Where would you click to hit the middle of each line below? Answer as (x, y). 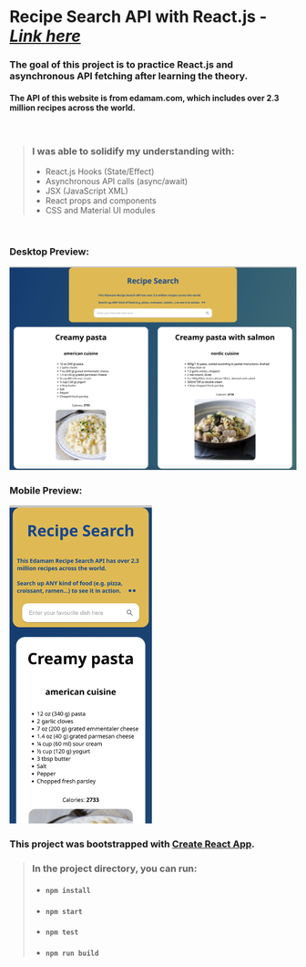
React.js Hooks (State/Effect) (100, 172)
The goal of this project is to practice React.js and (122, 65)
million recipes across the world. (72, 108)
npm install (68, 891)
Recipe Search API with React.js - (138, 17)
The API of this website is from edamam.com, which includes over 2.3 (144, 98)
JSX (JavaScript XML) (87, 191)
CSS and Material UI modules (101, 210)
